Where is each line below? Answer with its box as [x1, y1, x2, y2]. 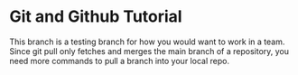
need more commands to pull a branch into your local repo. [9, 55, 230, 66]
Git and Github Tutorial [9, 6, 182, 27]
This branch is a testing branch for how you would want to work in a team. [9, 36, 285, 47]
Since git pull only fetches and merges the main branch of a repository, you [9, 45, 290, 56]
